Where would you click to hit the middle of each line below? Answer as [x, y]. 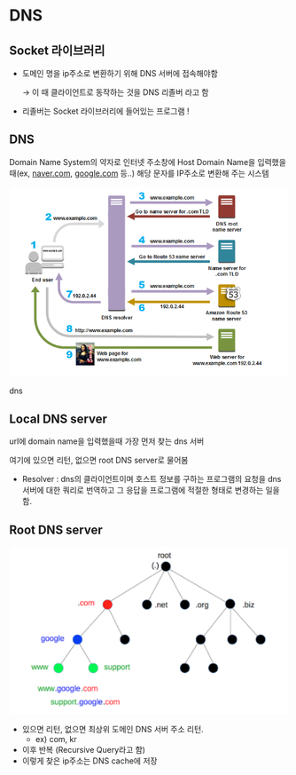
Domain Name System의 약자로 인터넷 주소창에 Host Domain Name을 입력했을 [148, 162]
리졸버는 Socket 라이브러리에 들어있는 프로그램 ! [105, 111]
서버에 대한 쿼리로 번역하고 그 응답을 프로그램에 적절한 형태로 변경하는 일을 [151, 490]
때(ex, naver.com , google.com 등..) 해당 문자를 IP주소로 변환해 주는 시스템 [139, 173]
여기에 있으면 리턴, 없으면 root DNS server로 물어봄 [99, 460]
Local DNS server [58, 419]
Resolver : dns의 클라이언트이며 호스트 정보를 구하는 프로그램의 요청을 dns [152, 479]
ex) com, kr [56, 739]
